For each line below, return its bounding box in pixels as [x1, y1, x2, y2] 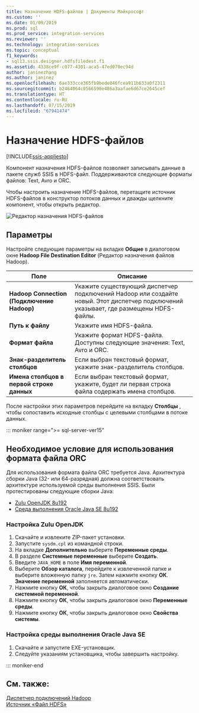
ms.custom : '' [6, 14, 41, 20]
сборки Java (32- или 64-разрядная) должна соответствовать [6, 475, 165, 482]
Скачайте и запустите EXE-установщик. [14, 644, 116, 651]
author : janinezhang [6, 69, 57, 75]
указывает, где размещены [75, 305, 153, 313]
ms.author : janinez [6, 75, 54, 81]
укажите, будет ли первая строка [75, 380, 171, 388]
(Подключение [9, 297, 54, 305]
